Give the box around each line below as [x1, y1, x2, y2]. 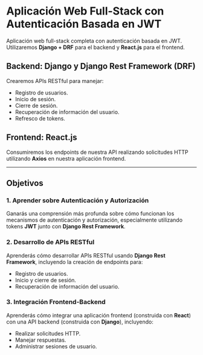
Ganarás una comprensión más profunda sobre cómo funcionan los [6, 210, 175, 217]
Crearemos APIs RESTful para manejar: [6, 77, 104, 84]
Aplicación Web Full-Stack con [6, 4, 164, 18]
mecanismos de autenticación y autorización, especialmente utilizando [6, 216, 183, 224]
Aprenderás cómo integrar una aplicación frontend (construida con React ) [6, 311, 192, 319]
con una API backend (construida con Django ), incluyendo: [6, 318, 154, 325]
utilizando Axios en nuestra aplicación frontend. [6, 154, 126, 162]
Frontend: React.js [6, 132, 77, 143]
